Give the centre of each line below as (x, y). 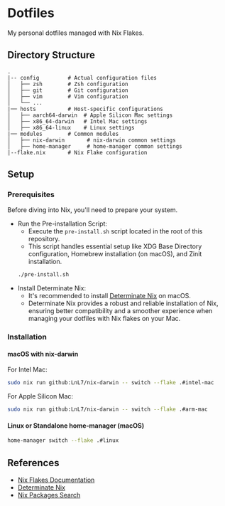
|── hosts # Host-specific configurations (85, 109)
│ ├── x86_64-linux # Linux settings (71, 127)
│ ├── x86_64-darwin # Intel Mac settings (77, 121)
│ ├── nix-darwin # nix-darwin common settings (92, 140)
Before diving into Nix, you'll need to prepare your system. (93, 210)
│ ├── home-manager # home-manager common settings (95, 146)
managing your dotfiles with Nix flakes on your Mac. (104, 319)
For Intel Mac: (27, 370)
